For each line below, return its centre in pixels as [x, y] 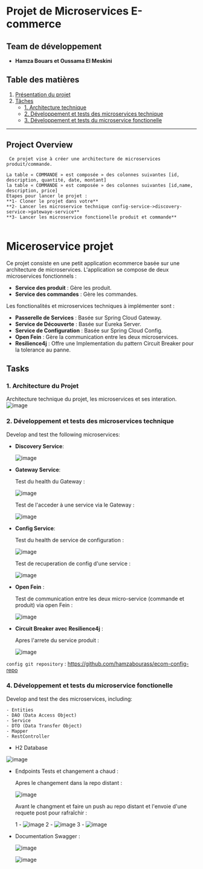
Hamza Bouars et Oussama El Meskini [63, 61]
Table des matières [43, 80]
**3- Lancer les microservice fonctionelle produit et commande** [92, 217]
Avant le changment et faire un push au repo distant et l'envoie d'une [101, 806]
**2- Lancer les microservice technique [58, 206]
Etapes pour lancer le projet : [47, 196]
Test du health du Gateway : [50, 481]
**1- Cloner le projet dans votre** [52, 201]
